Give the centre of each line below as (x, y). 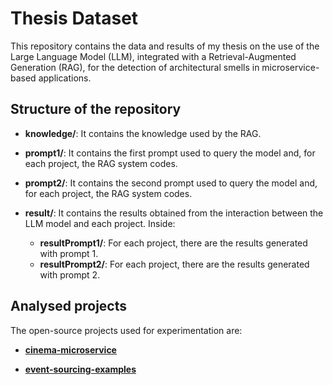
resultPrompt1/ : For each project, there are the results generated (173, 243)
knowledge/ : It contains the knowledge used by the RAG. (143, 133)
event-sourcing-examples (80, 369)
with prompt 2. (70, 274)
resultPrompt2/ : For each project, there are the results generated (174, 264)
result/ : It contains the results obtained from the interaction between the (174, 213)
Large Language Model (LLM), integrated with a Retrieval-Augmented (153, 56)
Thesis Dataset (74, 18)
